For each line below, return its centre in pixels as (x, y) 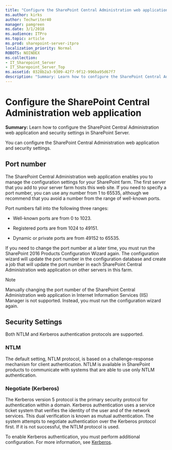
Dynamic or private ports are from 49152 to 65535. (66, 238)
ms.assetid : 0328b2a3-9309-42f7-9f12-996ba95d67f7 (60, 72)
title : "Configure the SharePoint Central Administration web (73, 10)
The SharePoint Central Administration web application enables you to (79, 176)
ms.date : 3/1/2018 (25, 29)
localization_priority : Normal (39, 48)
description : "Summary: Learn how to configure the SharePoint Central (83, 77)
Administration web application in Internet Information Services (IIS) (77, 295)
